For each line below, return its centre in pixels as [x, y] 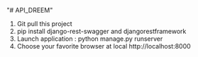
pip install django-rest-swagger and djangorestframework [101, 31]
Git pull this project [44, 24]
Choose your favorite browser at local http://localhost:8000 [104, 46]
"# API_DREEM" [30, 10]
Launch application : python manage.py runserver [90, 39]
